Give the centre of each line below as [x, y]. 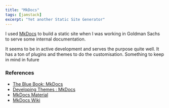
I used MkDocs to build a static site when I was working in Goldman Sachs [83, 34]
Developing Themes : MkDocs [44, 89]
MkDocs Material [30, 95]
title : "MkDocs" [22, 10]
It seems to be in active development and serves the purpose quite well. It [82, 49]
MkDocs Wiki [26, 100]
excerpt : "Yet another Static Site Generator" [55, 19]
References [20, 73]
